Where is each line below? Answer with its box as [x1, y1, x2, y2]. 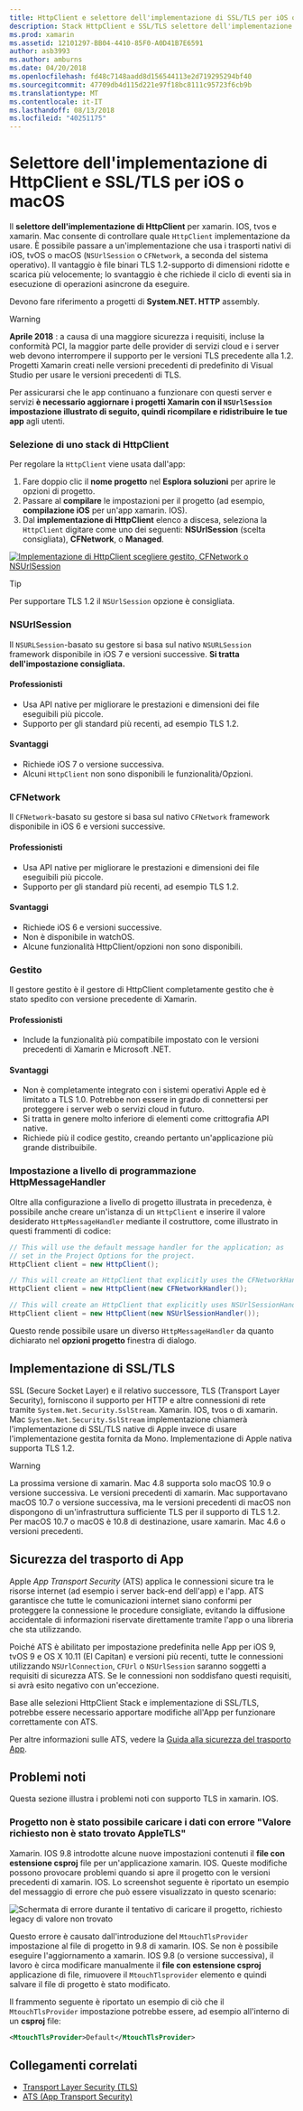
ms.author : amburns [9, 55, 83, 64]
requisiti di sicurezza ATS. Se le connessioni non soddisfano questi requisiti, [9, 1669, 292, 1680]
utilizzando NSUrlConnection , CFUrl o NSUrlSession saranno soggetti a [9, 1660, 267, 1671]
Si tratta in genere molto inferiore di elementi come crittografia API [22, 1113, 270, 1124]
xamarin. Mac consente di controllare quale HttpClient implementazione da [9, 231, 290, 242]
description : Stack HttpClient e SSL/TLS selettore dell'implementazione [9, 22, 293, 31]
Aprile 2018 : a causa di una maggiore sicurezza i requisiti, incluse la [9, 331, 265, 342]
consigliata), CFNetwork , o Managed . [22, 534, 164, 544]
